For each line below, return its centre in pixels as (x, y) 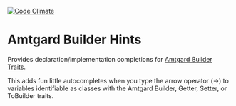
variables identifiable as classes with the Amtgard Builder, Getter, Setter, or (117, 88)
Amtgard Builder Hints (75, 40)
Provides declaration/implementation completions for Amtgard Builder (110, 59)
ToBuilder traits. (31, 95)
